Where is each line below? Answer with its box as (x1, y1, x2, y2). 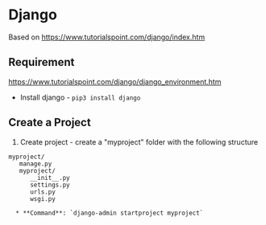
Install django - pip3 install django (19, 92, 141, 102)
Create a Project (8, 116, 91, 129)
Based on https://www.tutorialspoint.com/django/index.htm (8, 32, 206, 42)
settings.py (29, 181, 70, 189)
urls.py (29, 187, 56, 196)
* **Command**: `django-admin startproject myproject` (15, 209, 204, 217)
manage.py (19, 159, 52, 168)
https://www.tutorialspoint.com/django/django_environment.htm (8, 76, 222, 86)
